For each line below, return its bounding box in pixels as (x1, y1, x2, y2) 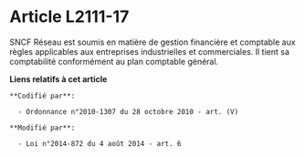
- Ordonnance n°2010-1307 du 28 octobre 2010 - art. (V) (17, 107, 239, 116)
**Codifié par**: (9, 91, 76, 100)
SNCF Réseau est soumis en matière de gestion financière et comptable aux (9, 36, 296, 47)
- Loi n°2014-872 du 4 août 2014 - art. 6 (17, 139, 182, 148)
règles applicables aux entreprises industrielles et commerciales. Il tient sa (9, 46, 290, 57)
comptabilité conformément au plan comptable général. (9, 56, 219, 67)
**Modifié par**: (9, 123, 76, 132)
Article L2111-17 (9, 6, 130, 27)
